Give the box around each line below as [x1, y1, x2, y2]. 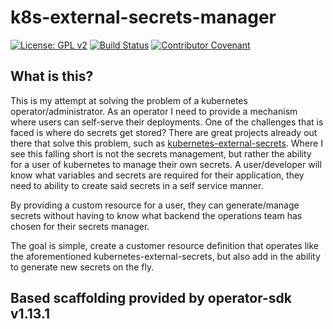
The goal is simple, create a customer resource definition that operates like [10, 239, 319, 251]
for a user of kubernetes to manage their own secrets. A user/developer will [10, 158, 322, 170]
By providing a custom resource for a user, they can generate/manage [10, 199, 300, 211]
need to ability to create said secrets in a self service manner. [10, 179, 264, 191]
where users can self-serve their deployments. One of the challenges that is [10, 116, 324, 128]
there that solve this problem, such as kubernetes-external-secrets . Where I [10, 137, 323, 149]
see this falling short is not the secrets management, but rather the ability [10, 147, 312, 160]
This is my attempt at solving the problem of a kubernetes [10, 94, 248, 106]
